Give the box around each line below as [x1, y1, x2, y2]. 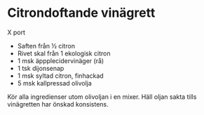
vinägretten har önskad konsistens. [7, 100, 109, 108]
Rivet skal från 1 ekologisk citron [17, 49, 111, 57]
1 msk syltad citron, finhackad [17, 72, 104, 80]
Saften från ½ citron [17, 41, 76, 50]
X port [7, 28, 26, 36]
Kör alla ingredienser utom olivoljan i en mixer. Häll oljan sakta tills [7, 93, 197, 101]
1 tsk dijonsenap [17, 64, 64, 72]
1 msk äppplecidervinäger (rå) [17, 56, 104, 65]
